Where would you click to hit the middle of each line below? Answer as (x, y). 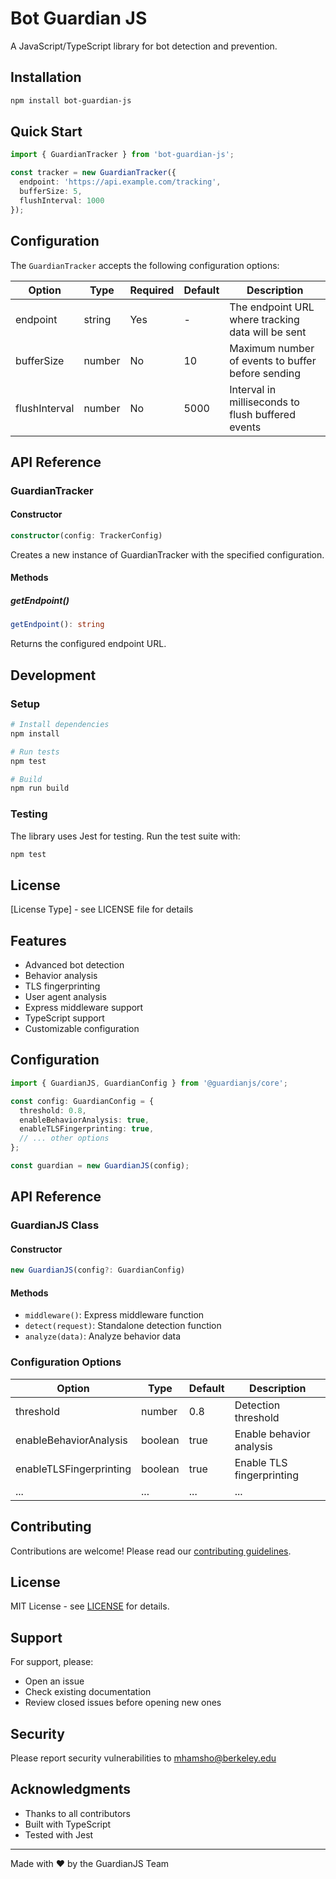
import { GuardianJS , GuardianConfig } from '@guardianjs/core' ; (149, 1083)
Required (152, 290)
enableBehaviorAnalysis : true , (84, 1120)
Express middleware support (84, 1008)
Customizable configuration (82, 1029)
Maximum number (272, 348)
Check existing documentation (88, 1692)
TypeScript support (64, 1018)
